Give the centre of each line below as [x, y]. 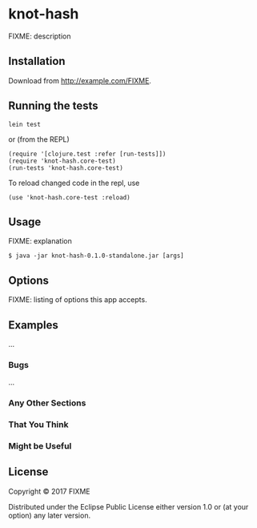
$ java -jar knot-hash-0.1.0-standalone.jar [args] [96, 256]
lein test [25, 124]
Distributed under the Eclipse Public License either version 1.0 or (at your [128, 506]
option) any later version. [49, 515]
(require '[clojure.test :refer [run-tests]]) [87, 154]
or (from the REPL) [39, 139]
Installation [37, 61]
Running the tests [53, 106]
